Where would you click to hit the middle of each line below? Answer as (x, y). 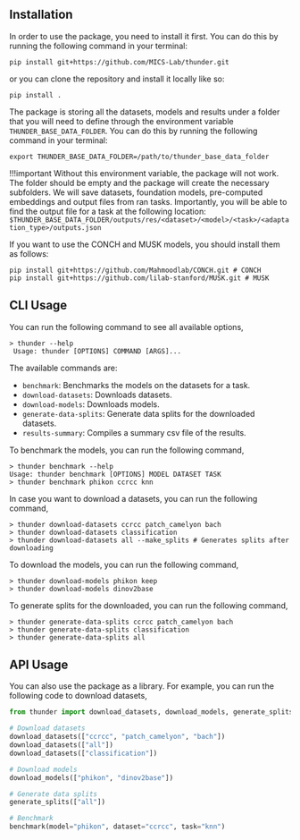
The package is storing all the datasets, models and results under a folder (145, 112)
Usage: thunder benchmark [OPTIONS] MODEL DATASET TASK (115, 474)
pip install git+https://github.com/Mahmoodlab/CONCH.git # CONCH (135, 270)
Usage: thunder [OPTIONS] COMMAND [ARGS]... (97, 351)
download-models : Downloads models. (91, 404)
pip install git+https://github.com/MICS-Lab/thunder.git (119, 62)
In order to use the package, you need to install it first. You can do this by (144, 36)
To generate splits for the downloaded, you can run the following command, (149, 605)
